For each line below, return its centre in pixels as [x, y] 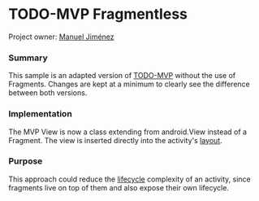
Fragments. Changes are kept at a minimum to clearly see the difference [129, 84]
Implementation [41, 114]
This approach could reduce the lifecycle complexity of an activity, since [130, 179]
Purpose [26, 161]
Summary [28, 58]
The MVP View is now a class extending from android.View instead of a [128, 132]
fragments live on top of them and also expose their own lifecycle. [119, 187]
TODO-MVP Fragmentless [98, 14]
